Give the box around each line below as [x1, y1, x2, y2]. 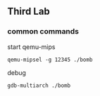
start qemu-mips [7, 42, 56, 51]
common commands [7, 27, 80, 36]
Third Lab [7, 6, 51, 18]
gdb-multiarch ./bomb [7, 82, 71, 89]
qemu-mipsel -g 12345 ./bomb [7, 56, 93, 63]
